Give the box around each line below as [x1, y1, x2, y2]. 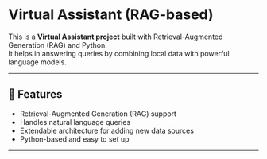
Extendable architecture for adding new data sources [19, 126, 195, 135]
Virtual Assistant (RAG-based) [8, 6, 214, 24]
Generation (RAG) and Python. [8, 40, 107, 49]
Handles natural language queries [19, 117, 131, 126]
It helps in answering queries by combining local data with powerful [8, 48, 230, 58]
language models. [8, 57, 68, 67]
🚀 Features [8, 87, 63, 101]
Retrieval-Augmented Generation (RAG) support [19, 109, 177, 118]
